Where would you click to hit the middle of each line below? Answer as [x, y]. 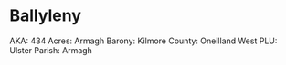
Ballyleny [46, 16]
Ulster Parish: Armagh [51, 50]
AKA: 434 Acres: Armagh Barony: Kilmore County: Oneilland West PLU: [143, 41]
